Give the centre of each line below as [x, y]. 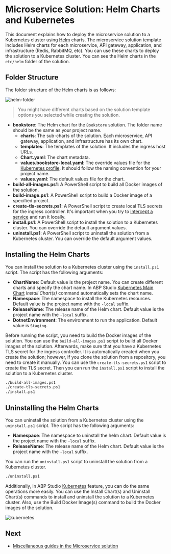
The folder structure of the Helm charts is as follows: [61, 90]
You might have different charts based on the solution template [84, 109]
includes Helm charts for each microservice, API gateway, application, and [83, 45]
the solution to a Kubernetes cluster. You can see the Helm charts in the [81, 56]
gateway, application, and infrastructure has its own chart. [81, 141]
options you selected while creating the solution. [69, 115]
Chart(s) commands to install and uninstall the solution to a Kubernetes [80, 497]
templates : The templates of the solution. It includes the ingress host [93, 146]
